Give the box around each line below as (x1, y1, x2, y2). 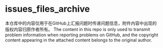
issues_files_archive (5, 3, 90, 15)
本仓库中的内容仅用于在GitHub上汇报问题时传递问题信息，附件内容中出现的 (5, 20, 157, 26)
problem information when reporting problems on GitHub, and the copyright (5, 32, 159, 38)
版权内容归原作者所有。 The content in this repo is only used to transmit (5, 26, 151, 32)
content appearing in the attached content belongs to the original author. (5, 37, 152, 43)
